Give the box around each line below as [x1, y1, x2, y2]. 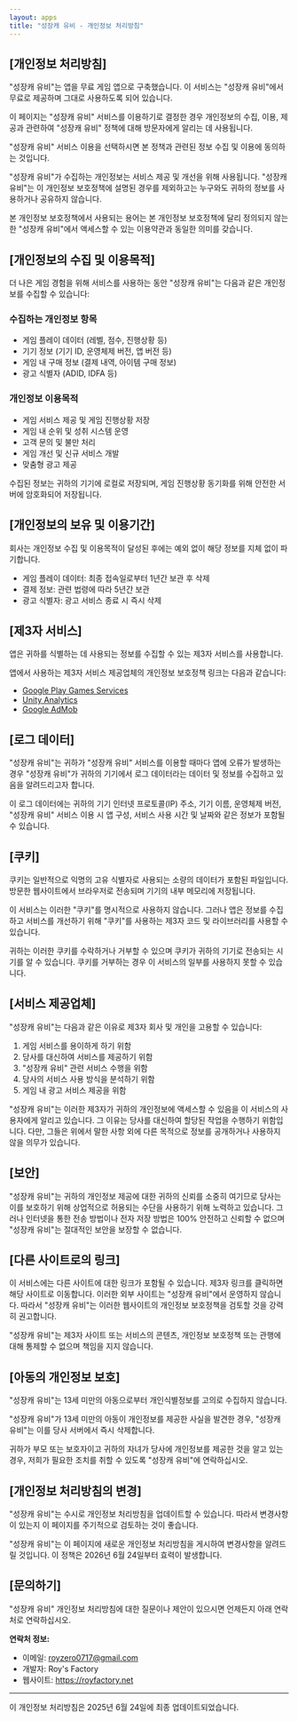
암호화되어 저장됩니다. [25, 489, 102, 499]
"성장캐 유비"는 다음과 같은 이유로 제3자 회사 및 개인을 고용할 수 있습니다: [9, 1021, 263, 1032]
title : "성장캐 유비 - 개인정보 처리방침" [9, 21, 145, 30]
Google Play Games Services [21, 685, 129, 696]
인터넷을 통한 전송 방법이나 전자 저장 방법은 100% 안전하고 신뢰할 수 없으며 [25, 1213, 286, 1223]
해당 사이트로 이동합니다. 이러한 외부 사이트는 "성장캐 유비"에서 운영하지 [9, 1289, 258, 1300]
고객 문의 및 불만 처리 [21, 436, 96, 447]
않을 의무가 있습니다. [9, 1136, 81, 1147]
